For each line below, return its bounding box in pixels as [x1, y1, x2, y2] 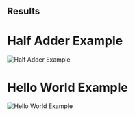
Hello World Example [7, 79, 129, 95]
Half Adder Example [7, 33, 123, 49]
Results [7, 5, 40, 17]
